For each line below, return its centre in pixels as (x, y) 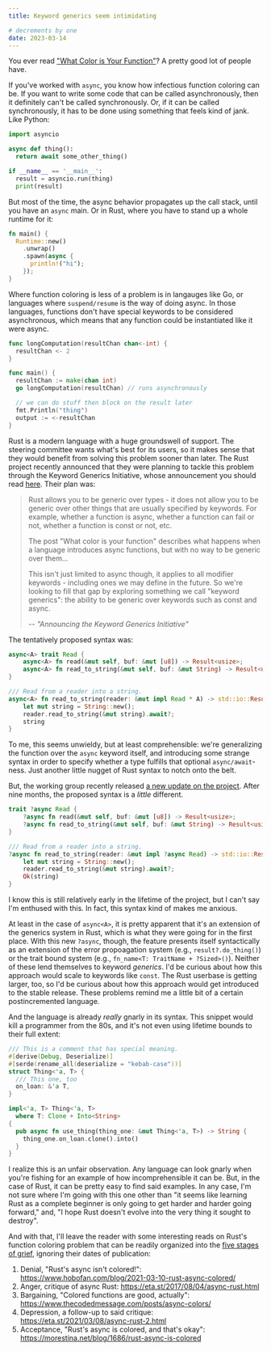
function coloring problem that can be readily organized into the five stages (134, 1245)
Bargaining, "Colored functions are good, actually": (105, 1295)
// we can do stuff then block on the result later (104, 403)
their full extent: (35, 1034)
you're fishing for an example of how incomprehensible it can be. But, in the (134, 1178)
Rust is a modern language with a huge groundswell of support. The (121, 441)
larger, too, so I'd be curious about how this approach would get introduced (134, 984)
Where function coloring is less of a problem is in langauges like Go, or (126, 294)
